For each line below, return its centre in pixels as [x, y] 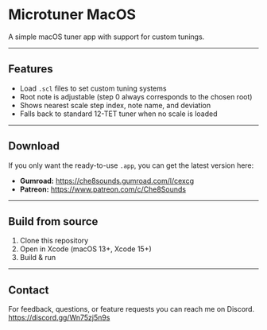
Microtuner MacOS [72, 15]
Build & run [38, 258]
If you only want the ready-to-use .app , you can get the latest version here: [131, 165]
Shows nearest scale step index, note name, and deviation [115, 105]
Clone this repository [54, 241]
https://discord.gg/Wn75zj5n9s [59, 318]
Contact [29, 290]
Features [31, 69]
